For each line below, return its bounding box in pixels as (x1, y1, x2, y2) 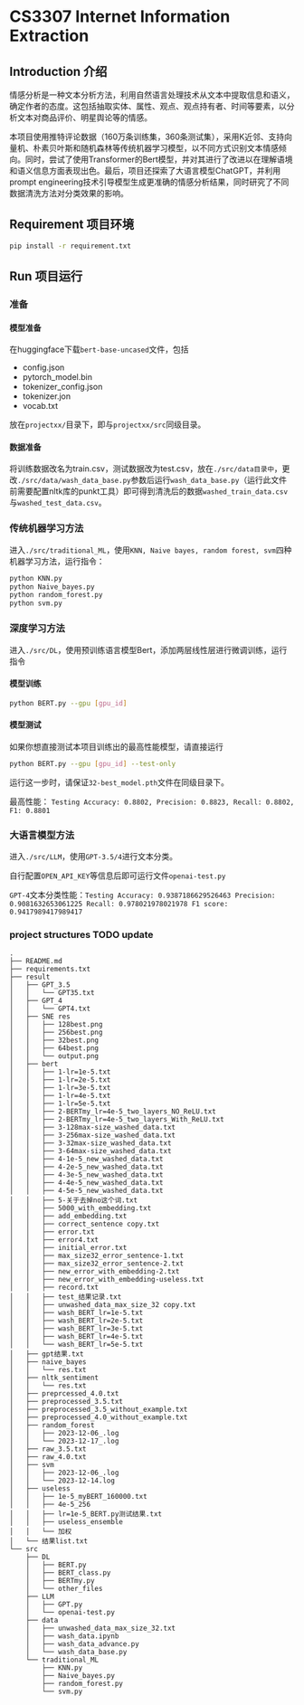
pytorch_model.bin (22, 372, 93, 383)
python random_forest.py (9, 591, 103, 600)
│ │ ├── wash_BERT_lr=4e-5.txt (9, 1332, 144, 1341)
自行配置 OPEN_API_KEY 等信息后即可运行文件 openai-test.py (9, 870, 226, 881)
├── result (9, 972, 51, 982)
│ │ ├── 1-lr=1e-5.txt (9, 1067, 111, 1077)
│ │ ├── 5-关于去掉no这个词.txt (9, 1196, 138, 1205)
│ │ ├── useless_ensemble (9, 1518, 124, 1527)
